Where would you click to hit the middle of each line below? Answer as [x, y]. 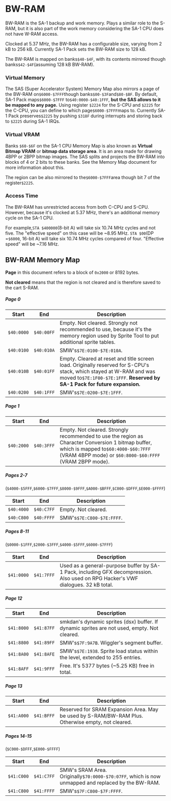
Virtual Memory [25, 78]
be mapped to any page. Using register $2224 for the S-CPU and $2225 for [83, 105]
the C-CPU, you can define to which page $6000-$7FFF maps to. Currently [81, 111]
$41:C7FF [44, 777]
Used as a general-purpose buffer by [104, 565]
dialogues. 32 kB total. [86, 585]
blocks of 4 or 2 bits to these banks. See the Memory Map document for [81, 162]
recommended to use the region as [101, 436]
